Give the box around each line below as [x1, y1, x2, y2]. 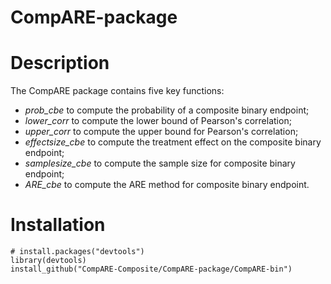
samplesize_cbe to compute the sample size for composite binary [24, 157, 296, 170]
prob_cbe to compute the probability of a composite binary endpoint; [24, 104, 310, 116]
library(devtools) [10, 256, 87, 266]
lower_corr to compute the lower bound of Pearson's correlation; [24, 115, 292, 127]
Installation [10, 214, 106, 236]
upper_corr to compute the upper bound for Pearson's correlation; [24, 126, 299, 138]
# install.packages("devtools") [10, 247, 145, 257]
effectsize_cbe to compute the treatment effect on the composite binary [24, 136, 322, 148]
